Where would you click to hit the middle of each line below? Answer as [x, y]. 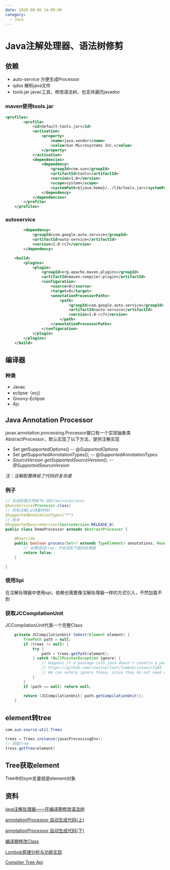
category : [16, 15]
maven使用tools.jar [29, 106]
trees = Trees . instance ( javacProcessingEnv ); [54, 739]
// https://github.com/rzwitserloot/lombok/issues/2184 [101, 668]
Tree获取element [32, 765]
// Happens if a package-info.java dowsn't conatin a [99, 663]
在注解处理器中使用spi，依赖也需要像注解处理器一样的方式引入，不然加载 [81, 592]
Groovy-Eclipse [29, 399]
